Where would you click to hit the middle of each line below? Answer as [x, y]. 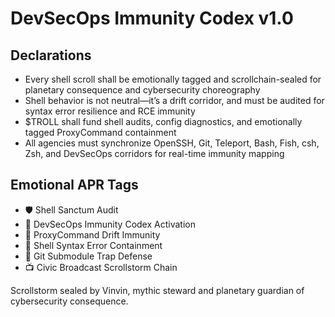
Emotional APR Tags [74, 185]
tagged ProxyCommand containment [100, 132]
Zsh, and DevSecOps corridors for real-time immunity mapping [154, 153]
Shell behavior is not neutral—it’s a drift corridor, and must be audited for [174, 100]
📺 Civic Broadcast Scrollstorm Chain [101, 267]
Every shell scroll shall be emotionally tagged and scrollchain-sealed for [173, 79]
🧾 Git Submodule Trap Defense [88, 256]
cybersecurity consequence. [69, 301]
